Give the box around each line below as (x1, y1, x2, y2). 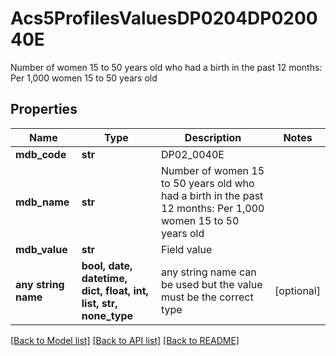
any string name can (161, 265, 257, 279)
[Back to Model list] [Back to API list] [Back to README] (10, 334, 240, 346)
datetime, (81, 271, 128, 285)
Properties (10, 101, 78, 118)
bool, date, (81, 258, 133, 272)
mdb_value (15, 242, 68, 256)
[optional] (274, 283, 321, 297)
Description (184, 130, 242, 144)
